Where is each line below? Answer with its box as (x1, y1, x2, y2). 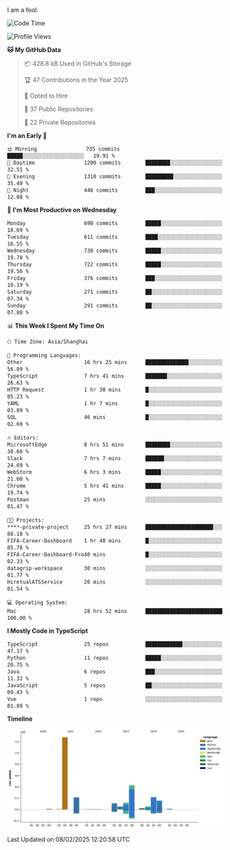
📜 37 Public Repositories (23, 105, 93, 113)
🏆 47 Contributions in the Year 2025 (23, 76, 128, 84)
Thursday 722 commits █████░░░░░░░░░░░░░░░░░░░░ (7, 261, 223, 268)
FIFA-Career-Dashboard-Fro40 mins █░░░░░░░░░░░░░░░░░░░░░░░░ (7, 551, 223, 558)
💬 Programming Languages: (7, 352, 81, 359)
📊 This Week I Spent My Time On (7, 322, 104, 330)
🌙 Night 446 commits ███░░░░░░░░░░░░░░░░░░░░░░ (7, 187, 223, 194)
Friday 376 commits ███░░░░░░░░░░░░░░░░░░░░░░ (7, 275, 223, 282)
